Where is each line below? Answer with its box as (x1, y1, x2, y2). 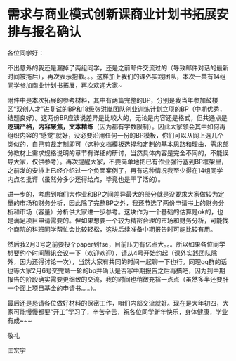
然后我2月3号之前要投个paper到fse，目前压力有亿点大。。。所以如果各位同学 (7, 239, 226, 248)
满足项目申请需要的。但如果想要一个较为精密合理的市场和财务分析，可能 (13, 216, 223, 225)
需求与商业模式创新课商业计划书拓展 (7, 6, 217, 22)
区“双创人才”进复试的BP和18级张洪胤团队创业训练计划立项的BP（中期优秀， (7, 105, 226, 113)
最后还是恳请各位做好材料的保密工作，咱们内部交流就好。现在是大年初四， (7, 298, 223, 307)
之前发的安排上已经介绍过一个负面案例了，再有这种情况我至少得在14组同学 (7, 166, 223, 174)
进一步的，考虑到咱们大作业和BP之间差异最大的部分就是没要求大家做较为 (7, 190, 219, 198)
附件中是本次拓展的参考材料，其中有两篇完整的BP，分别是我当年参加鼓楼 (7, 96, 219, 104)
